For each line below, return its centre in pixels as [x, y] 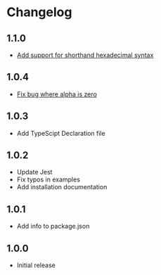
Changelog [39, 12]
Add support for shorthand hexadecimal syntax [85, 55]
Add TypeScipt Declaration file [61, 133]
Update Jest [34, 172]
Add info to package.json [53, 226]
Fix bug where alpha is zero [57, 94]
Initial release [36, 265]
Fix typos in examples [48, 179]
